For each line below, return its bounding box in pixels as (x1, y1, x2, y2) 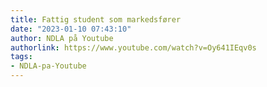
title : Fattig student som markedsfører (10, 14, 182, 25)
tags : (10, 52, 33, 62)
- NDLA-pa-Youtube (10, 61, 87, 71)
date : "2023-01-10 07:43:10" (10, 24, 132, 34)
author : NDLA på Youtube (10, 33, 114, 43)
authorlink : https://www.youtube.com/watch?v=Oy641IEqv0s (10, 42, 257, 53)
